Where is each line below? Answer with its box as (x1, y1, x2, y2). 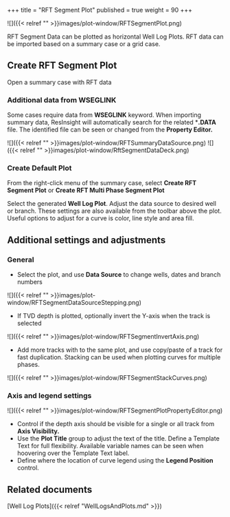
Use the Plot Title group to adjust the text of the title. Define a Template (16, 434, 220, 443)
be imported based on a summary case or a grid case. (7, 40, 161, 48)
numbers (16, 278, 43, 286)
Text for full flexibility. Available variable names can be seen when (16, 442, 204, 450)
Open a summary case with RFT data (7, 78, 112, 86)
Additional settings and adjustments (7, 234, 166, 246)
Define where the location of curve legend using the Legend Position (16, 456, 214, 465)
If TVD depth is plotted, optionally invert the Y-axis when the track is (16, 312, 211, 320)
